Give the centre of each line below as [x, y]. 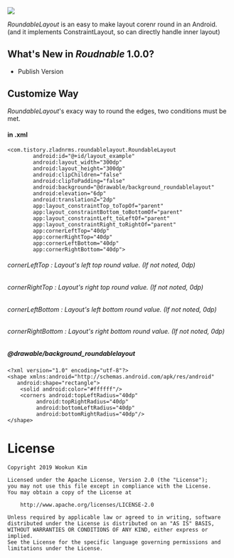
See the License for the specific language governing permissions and [114, 542]
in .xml [18, 135]
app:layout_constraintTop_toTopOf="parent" [98, 206]
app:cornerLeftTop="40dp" [71, 231]
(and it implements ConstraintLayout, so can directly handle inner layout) [114, 32]
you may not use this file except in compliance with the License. [110, 486]
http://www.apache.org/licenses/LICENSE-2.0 [87, 505]
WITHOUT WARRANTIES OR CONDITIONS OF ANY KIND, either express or [108, 530]
